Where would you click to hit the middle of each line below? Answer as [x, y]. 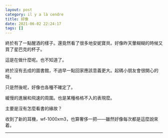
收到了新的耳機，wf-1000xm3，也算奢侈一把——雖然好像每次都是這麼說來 [82, 119]
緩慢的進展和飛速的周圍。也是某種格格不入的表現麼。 [60, 98]
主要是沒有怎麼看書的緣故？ [34, 109]
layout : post [19, 10]
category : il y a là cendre [34, 14]
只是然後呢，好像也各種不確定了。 [40, 87]
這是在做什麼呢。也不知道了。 [36, 60]
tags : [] [14, 28]
